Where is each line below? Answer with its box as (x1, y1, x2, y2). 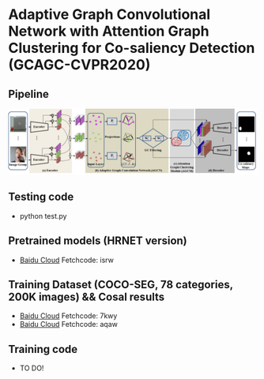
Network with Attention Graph (8, 22, 209, 40)
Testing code (8, 190, 74, 204)
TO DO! (19, 363, 44, 373)
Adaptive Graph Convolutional (8, 6, 211, 24)
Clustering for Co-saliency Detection (8, 39, 255, 57)
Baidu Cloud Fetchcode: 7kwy (19, 311, 118, 321)
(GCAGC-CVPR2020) (8, 56, 151, 74)
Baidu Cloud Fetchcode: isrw (19, 255, 115, 265)
